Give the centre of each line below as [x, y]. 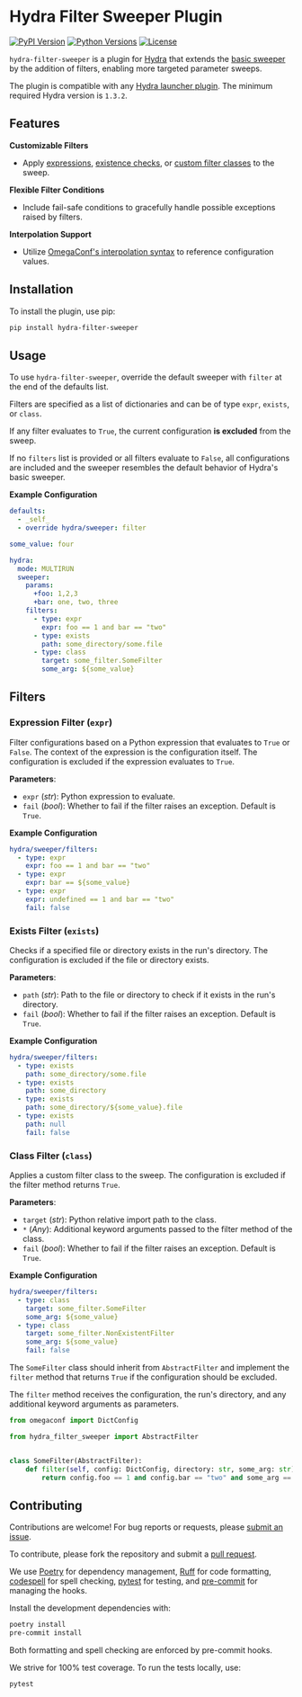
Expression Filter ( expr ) [61, 723]
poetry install [38, 1625]
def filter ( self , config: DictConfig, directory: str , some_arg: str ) [160, 1469]
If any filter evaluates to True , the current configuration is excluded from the [150, 431]
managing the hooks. [49, 1591]
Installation [41, 290]
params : [40, 585]
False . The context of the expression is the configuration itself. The [133, 752]
